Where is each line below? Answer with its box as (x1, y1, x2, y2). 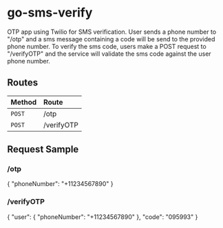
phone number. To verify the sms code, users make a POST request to (7, 42, 206, 50)
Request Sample (7, 143, 79, 156)
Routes (7, 77, 39, 89)
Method (10, 97, 37, 107)
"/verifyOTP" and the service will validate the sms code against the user (7, 50, 211, 58)
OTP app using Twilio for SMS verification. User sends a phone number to (7, 28, 217, 36)
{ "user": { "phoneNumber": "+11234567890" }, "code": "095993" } (7, 212, 198, 221)
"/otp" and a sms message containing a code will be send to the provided (7, 34, 215, 43)
